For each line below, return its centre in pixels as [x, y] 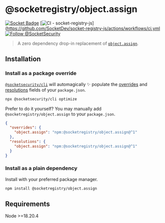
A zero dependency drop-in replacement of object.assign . [78, 43]
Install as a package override [41, 73]
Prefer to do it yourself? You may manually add [53, 108]
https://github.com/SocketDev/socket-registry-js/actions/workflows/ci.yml [83, 28]
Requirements [27, 204]
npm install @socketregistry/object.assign [51, 188]
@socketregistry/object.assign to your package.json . [60, 114]
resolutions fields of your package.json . [45, 90]
